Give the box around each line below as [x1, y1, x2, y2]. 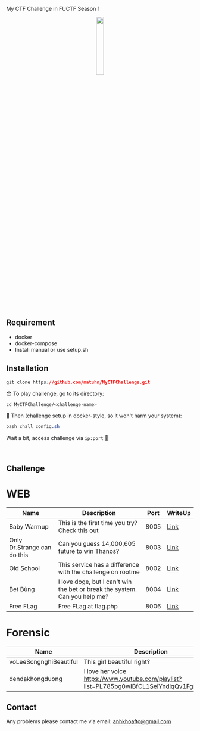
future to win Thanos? [58, 547, 120, 555]
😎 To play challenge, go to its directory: [6, 390, 104, 397]
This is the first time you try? [58, 518, 138, 527]
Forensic [6, 626, 51, 639]
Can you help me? [58, 592, 109, 601]
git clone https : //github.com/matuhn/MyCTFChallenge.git [6, 379, 151, 385]
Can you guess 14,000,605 [58, 539, 136, 548]
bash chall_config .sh [6, 424, 60, 430]
